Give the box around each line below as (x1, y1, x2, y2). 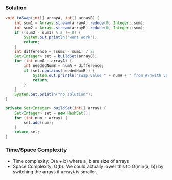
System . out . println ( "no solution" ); (14, 92, 93, 97)
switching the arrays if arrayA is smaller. (12, 169, 97, 175)
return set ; (14, 129, 40, 134)
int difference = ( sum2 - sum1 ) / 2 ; (14, 49, 95, 54)
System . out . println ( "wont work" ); (24, 35, 97, 40)
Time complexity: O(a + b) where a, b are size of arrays (12, 158, 130, 164)
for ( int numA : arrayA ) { (14, 58, 72, 64)
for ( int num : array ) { (14, 115, 68, 120)
